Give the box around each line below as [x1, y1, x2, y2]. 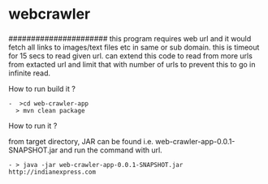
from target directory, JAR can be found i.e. [8, 137, 154, 147]
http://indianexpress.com [8, 168, 96, 177]
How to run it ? [8, 121, 58, 131]
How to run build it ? [8, 84, 76, 94]
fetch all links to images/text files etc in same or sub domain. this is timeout [8, 42, 260, 53]
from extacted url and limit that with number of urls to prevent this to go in [8, 60, 256, 70]
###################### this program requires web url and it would [8, 34, 252, 44]
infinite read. [8, 68, 51, 78]
